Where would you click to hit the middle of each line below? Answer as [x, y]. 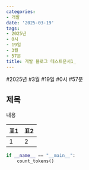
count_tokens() [36, 161]
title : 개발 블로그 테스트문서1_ [41, 61]
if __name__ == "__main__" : [41, 156]
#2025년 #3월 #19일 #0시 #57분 [44, 79]
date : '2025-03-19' [30, 23]
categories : [21, 12]
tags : [13, 28]
